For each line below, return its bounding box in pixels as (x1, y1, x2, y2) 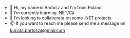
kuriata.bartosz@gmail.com (9, 27, 65, 33)
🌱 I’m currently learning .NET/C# (9, 10, 75, 16)
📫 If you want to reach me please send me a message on (9, 20, 126, 26)
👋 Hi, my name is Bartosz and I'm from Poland (9, 5, 102, 10)
